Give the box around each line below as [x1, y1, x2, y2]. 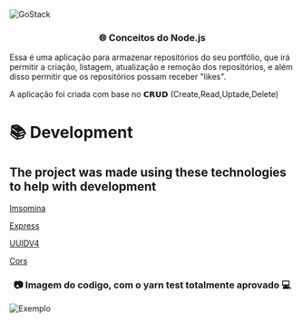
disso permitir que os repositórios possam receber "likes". [9, 72, 227, 83]
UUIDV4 [9, 238, 40, 249]
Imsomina [9, 203, 46, 214]
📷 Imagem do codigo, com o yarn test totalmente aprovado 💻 [13, 279, 292, 291]
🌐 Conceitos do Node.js [99, 31, 206, 44]
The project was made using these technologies [9, 164, 287, 180]
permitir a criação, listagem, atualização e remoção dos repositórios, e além [9, 62, 293, 73]
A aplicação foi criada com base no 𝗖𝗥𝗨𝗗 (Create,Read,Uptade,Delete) [9, 89, 279, 100]
